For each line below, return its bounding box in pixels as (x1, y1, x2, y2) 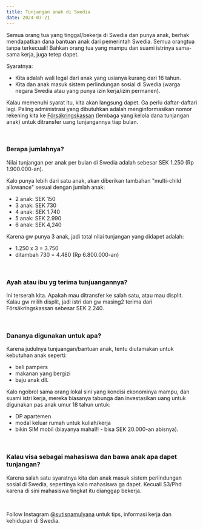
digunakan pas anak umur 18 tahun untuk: (6, 401, 111, 409)
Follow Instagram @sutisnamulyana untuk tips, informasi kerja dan (6, 511, 171, 518)
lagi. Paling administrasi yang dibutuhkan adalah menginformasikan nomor (6, 105, 192, 112)
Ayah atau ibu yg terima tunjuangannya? (6, 277, 128, 286)
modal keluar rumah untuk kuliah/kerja (15, 420, 111, 427)
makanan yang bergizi (15, 370, 71, 377)
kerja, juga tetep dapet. (21, 50, 79, 58)
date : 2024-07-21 (6, 15, 50, 21)
